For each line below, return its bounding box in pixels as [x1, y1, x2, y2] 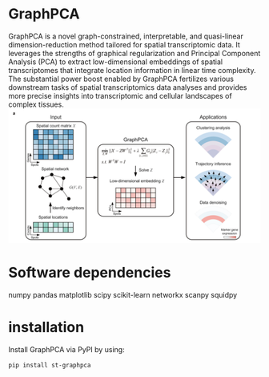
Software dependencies [8, 263, 171, 282]
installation [8, 318, 85, 336]
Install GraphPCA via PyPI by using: [8, 344, 126, 354]
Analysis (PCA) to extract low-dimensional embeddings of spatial [8, 57, 223, 67]
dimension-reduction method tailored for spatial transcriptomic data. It [8, 39, 240, 49]
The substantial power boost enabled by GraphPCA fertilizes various [8, 74, 235, 83]
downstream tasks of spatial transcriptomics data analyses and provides [8, 82, 247, 92]
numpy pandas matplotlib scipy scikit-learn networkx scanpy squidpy [8, 290, 238, 299]
